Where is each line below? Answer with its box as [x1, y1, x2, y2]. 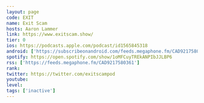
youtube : [6, 76, 29, 82]
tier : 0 [6, 37, 26, 43]
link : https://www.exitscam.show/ [6, 32, 94, 38]
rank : [6, 65, 20, 71]
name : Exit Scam [6, 20, 47, 26]
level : [6, 82, 23, 88]
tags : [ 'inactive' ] [6, 88, 56, 94]
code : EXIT [6, 15, 34, 21]
